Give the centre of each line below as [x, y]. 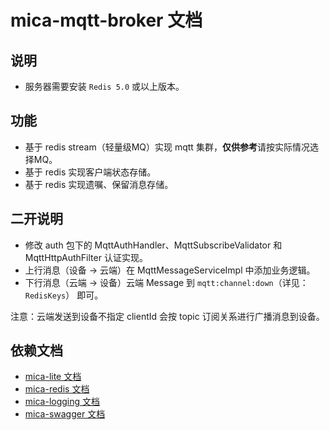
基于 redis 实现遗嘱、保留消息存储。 [99, 184]
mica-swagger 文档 [65, 414]
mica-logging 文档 [62, 402]
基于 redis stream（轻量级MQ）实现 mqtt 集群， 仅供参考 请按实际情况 [167, 147]
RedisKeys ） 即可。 [64, 295]
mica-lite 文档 [53, 377]
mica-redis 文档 [57, 389]
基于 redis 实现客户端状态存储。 [90, 172]
